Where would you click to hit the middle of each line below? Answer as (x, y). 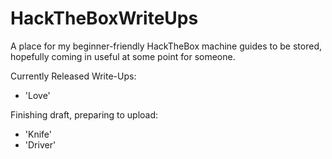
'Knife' (38, 134)
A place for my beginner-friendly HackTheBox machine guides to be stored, (166, 46)
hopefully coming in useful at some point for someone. (123, 56)
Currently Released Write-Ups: (73, 76)
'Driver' (40, 144)
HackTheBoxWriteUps (104, 18)
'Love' (37, 95)
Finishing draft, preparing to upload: (84, 114)
